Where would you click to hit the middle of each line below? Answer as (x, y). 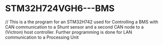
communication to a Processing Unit (42, 37)
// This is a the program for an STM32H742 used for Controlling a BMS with (82, 22)
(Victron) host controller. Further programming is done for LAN (69, 32)
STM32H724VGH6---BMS (60, 8)
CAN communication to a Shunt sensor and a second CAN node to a (75, 27)
